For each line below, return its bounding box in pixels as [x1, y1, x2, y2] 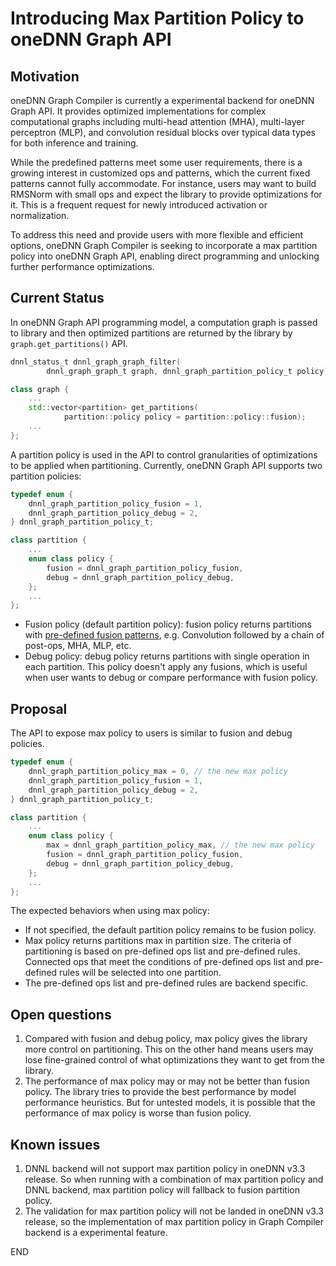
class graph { [10, 384, 70, 394]
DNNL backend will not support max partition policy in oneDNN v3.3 [24, 1163, 306, 1174]
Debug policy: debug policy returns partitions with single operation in [24, 650, 310, 662]
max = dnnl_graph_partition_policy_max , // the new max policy [46, 840, 315, 851]
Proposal [10, 700, 68, 717]
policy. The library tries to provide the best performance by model [24, 1086, 297, 1098]
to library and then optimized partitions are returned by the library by [10, 327, 293, 339]
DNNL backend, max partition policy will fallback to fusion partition [24, 1184, 300, 1196]
